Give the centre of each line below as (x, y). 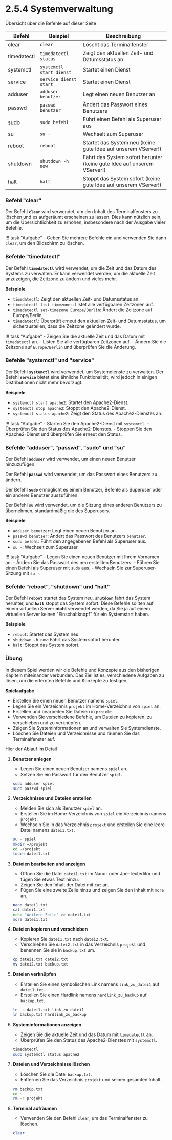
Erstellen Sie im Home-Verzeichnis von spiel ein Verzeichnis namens (93, 814)
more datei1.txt (30, 919)
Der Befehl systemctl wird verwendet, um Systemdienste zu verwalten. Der (84, 372)
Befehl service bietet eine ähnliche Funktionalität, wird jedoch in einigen (81, 377)
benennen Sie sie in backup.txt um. (58, 950)
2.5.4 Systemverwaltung (59, 9)
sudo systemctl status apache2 (46, 1054)
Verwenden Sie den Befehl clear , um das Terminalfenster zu (84, 1118)
